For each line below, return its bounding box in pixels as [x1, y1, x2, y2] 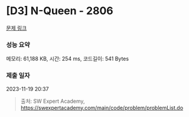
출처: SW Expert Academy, [20, 97, 85, 105]
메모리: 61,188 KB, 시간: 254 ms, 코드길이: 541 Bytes [6, 55, 129, 63]
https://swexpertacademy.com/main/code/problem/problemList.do [20, 104, 184, 111]
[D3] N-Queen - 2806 [6, 4, 113, 18]
